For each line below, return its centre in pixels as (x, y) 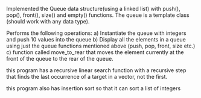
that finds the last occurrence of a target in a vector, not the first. (87, 77)
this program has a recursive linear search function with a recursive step (96, 70)
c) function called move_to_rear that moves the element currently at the (95, 52)
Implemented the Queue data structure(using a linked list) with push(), (93, 9)
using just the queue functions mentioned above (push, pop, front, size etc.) (101, 46)
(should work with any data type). (48, 21)
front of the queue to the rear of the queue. (60, 59)
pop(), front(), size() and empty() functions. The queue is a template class (98, 15)
